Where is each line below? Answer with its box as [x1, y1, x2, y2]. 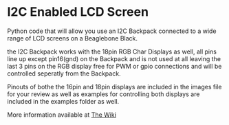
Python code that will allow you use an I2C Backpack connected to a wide [7, 27, 217, 35]
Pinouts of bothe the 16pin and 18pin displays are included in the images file [7, 82, 222, 91]
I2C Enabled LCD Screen [7, 4, 149, 20]
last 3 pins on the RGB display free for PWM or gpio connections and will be [7, 62, 222, 70]
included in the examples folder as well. [7, 97, 120, 105]
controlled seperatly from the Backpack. [7, 69, 122, 78]
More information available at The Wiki [7, 111, 117, 119]
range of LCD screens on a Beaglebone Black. [7, 34, 138, 42]
